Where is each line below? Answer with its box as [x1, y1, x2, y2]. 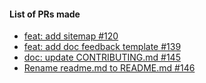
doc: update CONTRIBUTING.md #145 [23, 51, 181, 64]
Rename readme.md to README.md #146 [23, 62, 196, 74]
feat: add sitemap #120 [23, 30, 119, 42]
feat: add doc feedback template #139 [23, 41, 182, 53]
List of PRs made [9, 8, 81, 20]
